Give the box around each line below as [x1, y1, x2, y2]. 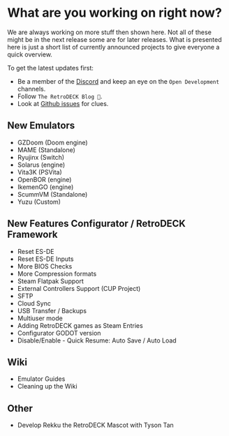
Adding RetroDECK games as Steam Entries [17, 321, 143, 329]
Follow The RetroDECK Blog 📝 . [17, 92, 103, 100]
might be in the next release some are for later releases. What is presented [7, 35, 222, 43]
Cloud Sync [17, 299, 51, 308]
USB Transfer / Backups [17, 306, 87, 315]
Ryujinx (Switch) [17, 153, 65, 161]
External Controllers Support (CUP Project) [17, 284, 141, 292]
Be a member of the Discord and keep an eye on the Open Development [17, 77, 220, 85]
